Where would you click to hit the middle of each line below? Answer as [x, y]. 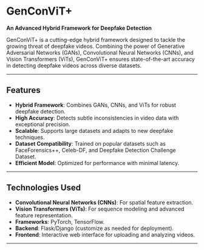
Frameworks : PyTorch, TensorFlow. [60, 221]
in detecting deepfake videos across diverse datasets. [74, 66]
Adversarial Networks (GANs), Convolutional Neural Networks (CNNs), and [100, 52]
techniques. [30, 137]
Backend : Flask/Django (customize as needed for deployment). [94, 228]
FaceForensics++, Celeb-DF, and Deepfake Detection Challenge [95, 150]
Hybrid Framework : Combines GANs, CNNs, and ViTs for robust [95, 105]
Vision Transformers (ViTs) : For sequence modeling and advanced [100, 209]
